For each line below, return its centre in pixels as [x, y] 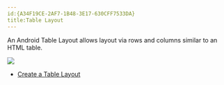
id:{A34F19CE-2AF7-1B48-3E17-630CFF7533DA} [71, 14]
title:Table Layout [35, 20]
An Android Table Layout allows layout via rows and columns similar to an [112, 40]
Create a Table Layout [49, 74]
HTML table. [25, 47]
